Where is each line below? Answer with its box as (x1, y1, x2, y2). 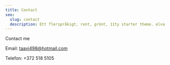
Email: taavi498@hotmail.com (5, 45, 68, 51)
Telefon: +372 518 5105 (5, 55, 54, 61)
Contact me (5, 36, 30, 42)
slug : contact (10, 17, 40, 22)
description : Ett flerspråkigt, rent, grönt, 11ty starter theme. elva (10, 21, 165, 27)
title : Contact (5, 7, 38, 13)
